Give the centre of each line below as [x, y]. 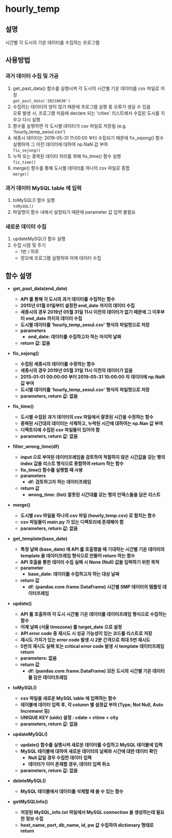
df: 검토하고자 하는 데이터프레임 [59, 482]
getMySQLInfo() [30, 802]
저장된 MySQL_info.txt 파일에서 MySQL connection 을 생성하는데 [88, 812]
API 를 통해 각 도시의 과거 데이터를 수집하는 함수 [68, 299]
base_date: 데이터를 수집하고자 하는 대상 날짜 [74, 574]
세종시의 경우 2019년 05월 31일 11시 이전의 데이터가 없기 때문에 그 [86, 312]
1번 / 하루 [30, 252]
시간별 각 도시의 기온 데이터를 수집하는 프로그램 [52, 42]
